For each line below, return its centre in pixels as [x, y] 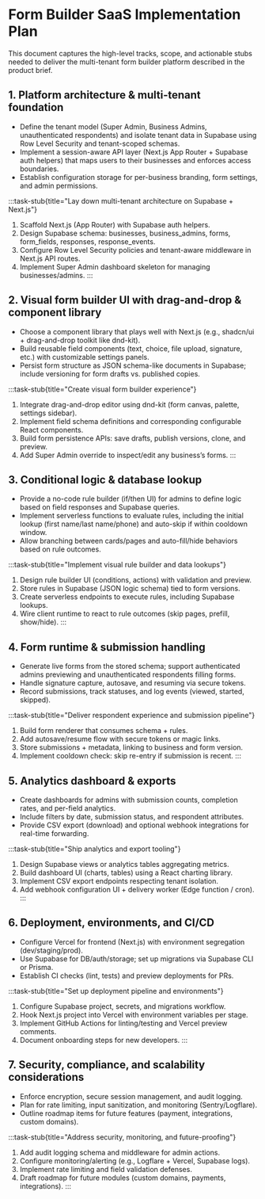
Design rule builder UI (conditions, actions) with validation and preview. [135, 580]
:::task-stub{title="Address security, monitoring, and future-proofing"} [122, 1137]
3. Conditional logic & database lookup [105, 480]
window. [33, 533]
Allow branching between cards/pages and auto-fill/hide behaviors [129, 541]
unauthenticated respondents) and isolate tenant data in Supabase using [138, 135]
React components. [51, 430]
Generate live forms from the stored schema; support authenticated [130, 666]
